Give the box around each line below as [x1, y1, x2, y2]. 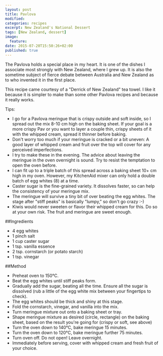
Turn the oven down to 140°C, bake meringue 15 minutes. [12, 324, 128, 330]
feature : [9, 39, 27, 44]
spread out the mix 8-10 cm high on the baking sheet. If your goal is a [12, 120, 152, 127]
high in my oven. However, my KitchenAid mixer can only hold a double [12, 173, 155, 178]
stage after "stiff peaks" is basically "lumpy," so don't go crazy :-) [12, 198, 144, 204]
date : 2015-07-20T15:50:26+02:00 [5, 43, 73, 48]
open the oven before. [12, 162, 57, 168]
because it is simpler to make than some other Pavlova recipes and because [5, 91, 159, 98]
